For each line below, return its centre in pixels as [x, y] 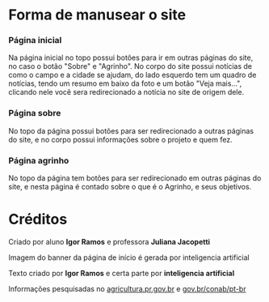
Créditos [38, 219]
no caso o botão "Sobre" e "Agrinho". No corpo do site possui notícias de [130, 66]
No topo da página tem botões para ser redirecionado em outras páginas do [135, 178]
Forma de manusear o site [97, 15]
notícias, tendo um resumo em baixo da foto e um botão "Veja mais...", [125, 83]
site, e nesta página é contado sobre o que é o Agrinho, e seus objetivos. [130, 187]
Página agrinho [39, 160]
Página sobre [35, 113]
